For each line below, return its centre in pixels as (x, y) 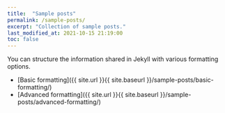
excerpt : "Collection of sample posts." (67, 26)
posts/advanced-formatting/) (59, 102)
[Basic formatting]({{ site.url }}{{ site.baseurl (81, 80)
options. (19, 67)
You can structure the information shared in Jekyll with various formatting (113, 59)
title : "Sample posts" (42, 14)
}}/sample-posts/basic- (180, 80)
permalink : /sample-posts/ (46, 20)
